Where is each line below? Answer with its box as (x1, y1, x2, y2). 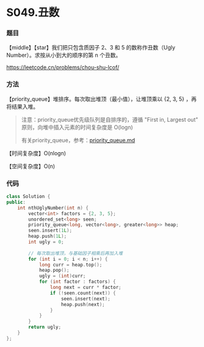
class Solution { (6, 194, 51, 200)
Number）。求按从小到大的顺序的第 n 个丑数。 (6, 51, 122, 59)
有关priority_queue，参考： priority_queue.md (21, 136, 136, 144)
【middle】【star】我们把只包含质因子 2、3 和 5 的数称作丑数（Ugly (6, 44, 176, 51)
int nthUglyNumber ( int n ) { (17, 205, 89, 211)
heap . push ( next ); (60, 301, 105, 307)
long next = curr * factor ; (49, 285, 122, 291)
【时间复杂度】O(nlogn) (6, 149, 66, 156)
